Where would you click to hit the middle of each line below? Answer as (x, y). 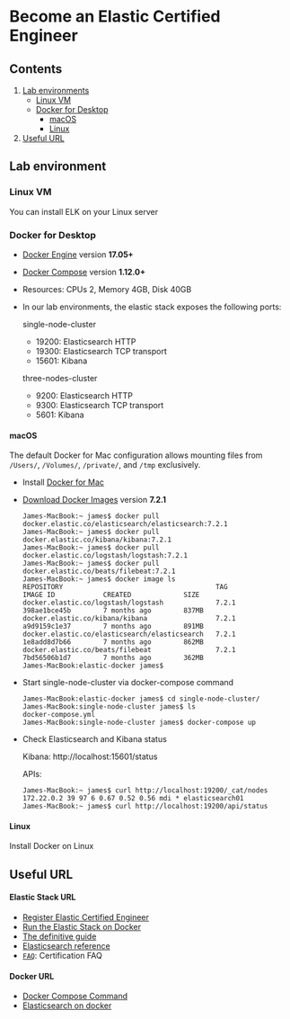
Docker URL (32, 976)
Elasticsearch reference (66, 945)
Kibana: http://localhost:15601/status (90, 756)
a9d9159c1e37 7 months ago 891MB (113, 627)
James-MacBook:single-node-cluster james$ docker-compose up (139, 723)
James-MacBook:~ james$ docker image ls (99, 579)
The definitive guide (59, 936)
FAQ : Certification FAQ (62, 955)
